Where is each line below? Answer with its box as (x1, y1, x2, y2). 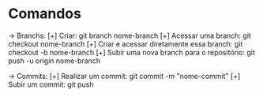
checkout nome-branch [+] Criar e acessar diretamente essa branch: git (8, 39, 243, 48)
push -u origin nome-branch (8, 56, 101, 65)
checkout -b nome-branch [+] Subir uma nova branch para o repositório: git (8, 47, 255, 57)
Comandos (8, 5, 81, 23)
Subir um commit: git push (8, 80, 94, 89)
